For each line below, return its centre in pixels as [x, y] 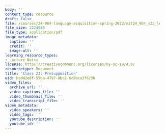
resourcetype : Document [29, 69]
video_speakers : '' [29, 110]
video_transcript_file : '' [37, 101]
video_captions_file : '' [35, 92]
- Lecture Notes [22, 60]
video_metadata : [22, 106]
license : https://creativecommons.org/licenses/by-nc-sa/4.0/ [70, 64]
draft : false [18, 19]
